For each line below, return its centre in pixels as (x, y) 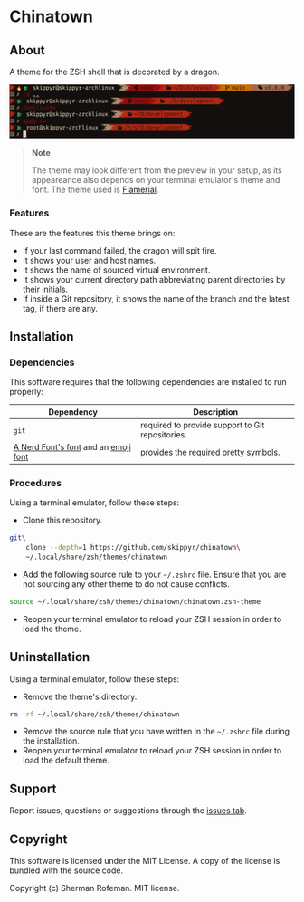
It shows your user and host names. (89, 260)
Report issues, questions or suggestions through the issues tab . (128, 811)
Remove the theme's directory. (80, 696)
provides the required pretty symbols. (210, 452)
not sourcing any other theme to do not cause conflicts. (126, 584)
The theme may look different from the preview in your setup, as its (157, 170)
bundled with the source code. (66, 870)
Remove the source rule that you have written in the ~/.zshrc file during (156, 732)
